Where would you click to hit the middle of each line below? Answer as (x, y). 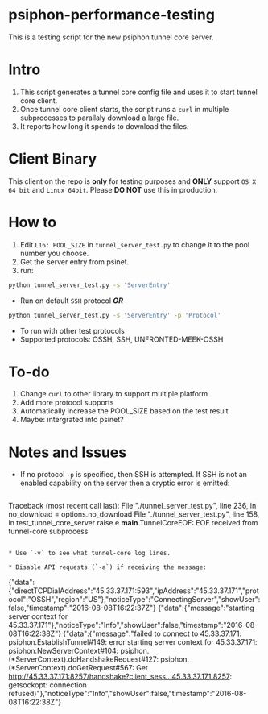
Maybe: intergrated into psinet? (72, 420)
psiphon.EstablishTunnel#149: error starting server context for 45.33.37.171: (133, 642)
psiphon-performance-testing (112, 15)
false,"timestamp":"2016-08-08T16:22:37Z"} (82, 608)
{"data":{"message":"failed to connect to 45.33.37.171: (153, 633)
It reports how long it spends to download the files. (104, 126)
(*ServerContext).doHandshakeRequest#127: (84, 659)
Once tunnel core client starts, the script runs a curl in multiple (124, 109)
